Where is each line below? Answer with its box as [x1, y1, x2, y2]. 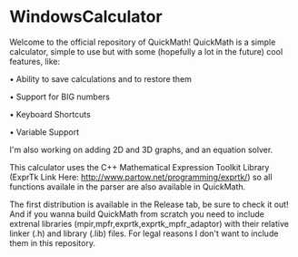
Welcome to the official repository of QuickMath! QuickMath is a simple [9, 36, 276, 47]
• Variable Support [9, 126, 80, 138]
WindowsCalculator [9, 6, 163, 27]
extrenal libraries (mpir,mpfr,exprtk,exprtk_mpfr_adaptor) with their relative [9, 218, 289, 229]
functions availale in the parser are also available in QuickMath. [9, 180, 246, 192]
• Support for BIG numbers [9, 91, 111, 102]
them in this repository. [9, 237, 95, 248]
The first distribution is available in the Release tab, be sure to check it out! [9, 199, 289, 210]
